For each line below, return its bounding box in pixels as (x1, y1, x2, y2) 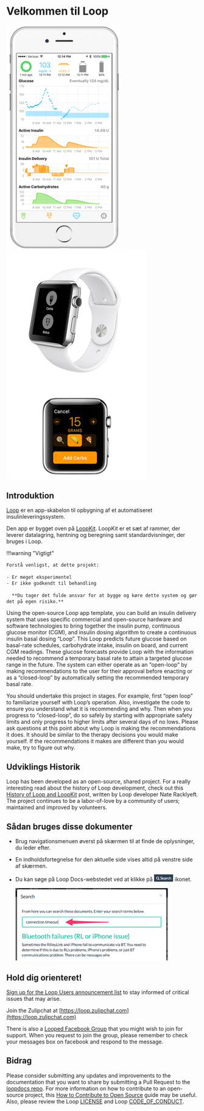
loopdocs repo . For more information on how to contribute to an (6, 1085, 166, 1092)
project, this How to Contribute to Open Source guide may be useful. (25, 1091, 197, 1098)
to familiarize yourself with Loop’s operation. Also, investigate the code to (6, 699, 191, 706)
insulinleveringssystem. (6, 513, 66, 520)
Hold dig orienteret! (6, 972, 82, 983)
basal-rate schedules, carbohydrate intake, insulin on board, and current (6, 642, 188, 649)
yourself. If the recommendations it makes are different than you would (6, 738, 185, 745)
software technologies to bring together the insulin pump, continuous (6, 622, 180, 629)
